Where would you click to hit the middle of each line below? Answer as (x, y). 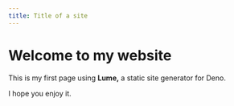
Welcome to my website (90, 55)
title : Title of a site (48, 16)
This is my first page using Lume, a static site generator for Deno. (117, 78)
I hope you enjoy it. (40, 93)
